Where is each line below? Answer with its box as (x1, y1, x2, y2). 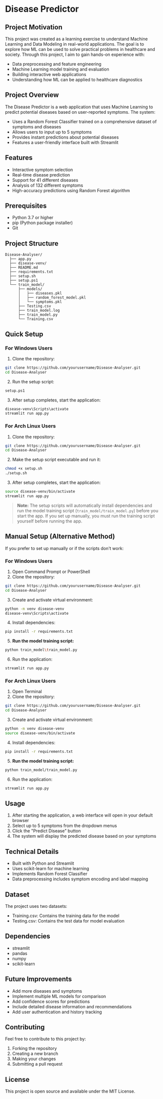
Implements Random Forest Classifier (12, 871, 88, 877)
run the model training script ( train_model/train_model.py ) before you (17, 507, 159, 513)
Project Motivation (5, 23, 62, 31)
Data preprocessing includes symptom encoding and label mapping (12, 876, 148, 882)
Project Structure (5, 239, 59, 248)
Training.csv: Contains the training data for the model (12, 913, 120, 919)
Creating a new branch (12, 1050, 59, 1057)
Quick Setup (5, 330, 43, 338)
